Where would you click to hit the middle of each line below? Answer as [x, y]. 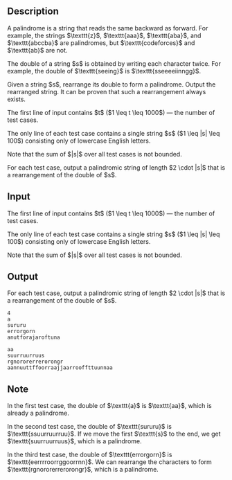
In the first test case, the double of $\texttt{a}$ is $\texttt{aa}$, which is [110, 406]
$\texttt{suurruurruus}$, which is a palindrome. [74, 441]
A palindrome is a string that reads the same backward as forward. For [108, 28]
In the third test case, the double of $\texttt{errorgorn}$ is [90, 455]
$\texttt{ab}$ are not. [37, 50]
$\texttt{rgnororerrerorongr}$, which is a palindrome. [83, 470]
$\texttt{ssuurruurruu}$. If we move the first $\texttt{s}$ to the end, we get [114, 434]
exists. [17, 99]
